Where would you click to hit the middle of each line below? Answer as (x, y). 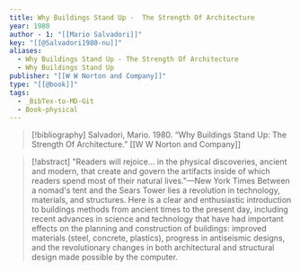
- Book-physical (48, 109)
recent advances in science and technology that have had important (158, 219)
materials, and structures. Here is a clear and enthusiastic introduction (161, 200)
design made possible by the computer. (104, 258)
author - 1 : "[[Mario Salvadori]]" (76, 34)
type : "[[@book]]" (44, 84)
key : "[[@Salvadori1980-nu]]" (66, 43)
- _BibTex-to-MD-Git (56, 101)
